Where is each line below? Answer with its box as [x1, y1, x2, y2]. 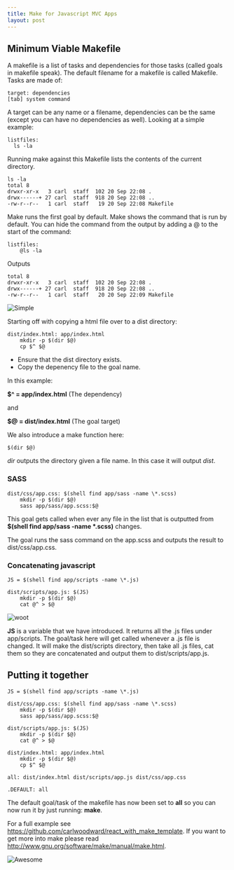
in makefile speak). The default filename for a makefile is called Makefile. [7, 69, 219, 77]
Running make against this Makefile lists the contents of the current [7, 155, 202, 163]
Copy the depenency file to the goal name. [17, 363, 141, 371]
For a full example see [7, 819, 71, 827]
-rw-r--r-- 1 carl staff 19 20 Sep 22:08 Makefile [7, 200, 174, 207]
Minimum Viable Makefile [7, 43, 121, 55]
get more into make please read [7, 834, 99, 843]
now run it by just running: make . [7, 806, 103, 814]
